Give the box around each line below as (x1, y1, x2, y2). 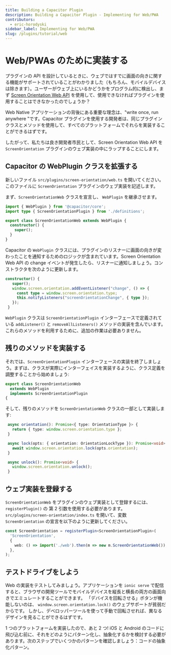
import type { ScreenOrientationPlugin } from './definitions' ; (5, 209, 145, 214)
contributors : (5, 17, 36, 22)
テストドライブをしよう (5, 568, 79, 576)
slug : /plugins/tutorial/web (5, 31, 67, 36)
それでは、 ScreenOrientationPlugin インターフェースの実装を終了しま (5, 358, 153, 365)
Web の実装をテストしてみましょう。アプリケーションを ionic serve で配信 (5, 582, 164, 589)
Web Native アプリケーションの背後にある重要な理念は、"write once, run (5, 109, 159, 115)
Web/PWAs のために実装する (5, 55, 129, 66)
